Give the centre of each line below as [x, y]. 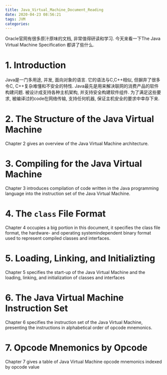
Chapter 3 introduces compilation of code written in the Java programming [82, 188]
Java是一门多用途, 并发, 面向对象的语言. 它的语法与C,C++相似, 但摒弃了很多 [83, 80]
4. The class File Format [56, 214]
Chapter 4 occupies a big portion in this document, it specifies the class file [83, 227]
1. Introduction [36, 65]
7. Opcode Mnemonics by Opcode [77, 348]
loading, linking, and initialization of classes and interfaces [65, 277]
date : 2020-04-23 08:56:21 [33, 14]
